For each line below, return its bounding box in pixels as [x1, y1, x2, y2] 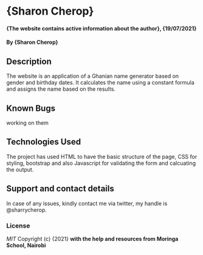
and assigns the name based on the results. [6, 85, 115, 93]
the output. [6, 166, 34, 173]
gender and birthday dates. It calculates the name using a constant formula [6, 79, 194, 86]
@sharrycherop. [6, 206, 47, 214]
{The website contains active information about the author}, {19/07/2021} [6, 24, 197, 32]
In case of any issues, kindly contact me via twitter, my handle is [6, 200, 168, 207]
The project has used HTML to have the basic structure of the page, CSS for [6, 153, 198, 160]
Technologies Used [6, 137, 81, 147]
